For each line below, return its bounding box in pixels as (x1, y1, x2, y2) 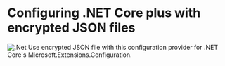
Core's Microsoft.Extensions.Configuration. (7, 51, 132, 59)
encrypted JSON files (7, 20, 136, 36)
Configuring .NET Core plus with (7, 5, 201, 21)
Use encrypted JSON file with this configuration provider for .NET (27, 43, 219, 51)
